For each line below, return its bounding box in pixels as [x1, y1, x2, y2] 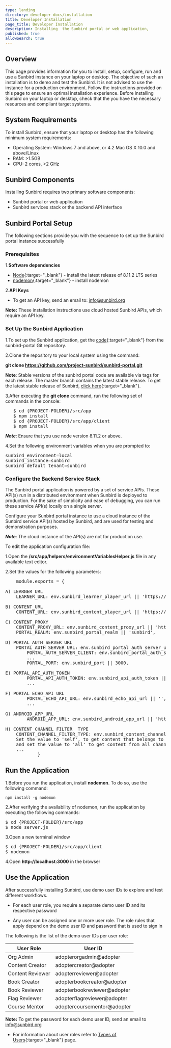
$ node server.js [5, 824, 48, 830]
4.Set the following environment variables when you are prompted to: [5, 442, 151, 449]
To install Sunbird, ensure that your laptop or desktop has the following [5, 129, 154, 135]
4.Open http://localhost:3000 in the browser [5, 858, 101, 864]
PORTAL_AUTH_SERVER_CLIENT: [26, 650, 97, 656]
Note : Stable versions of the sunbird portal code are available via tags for [5, 372, 159, 378]
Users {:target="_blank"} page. [12, 1037, 77, 1043]
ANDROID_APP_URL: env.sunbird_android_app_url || [26, 716, 153, 722]
